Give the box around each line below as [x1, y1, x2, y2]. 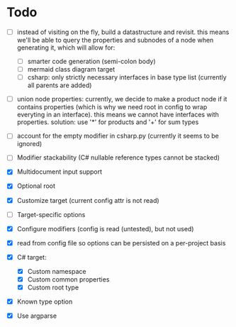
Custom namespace [27, 267, 86, 275]
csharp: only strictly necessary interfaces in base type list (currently [27, 73, 227, 82]
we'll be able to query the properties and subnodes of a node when [16, 36, 214, 44]
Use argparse [16, 311, 57, 320]
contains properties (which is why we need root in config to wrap [16, 103, 208, 111]
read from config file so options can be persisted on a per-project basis [16, 238, 226, 247]
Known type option [16, 297, 73, 306]
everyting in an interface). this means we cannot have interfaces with [16, 111, 219, 119]
